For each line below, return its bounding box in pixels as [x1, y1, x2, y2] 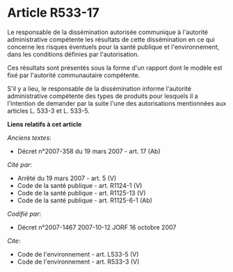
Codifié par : [7, 209, 42, 218]
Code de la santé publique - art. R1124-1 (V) [17, 181, 143, 189]
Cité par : [7, 160, 33, 168]
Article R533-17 [7, 5, 99, 21]
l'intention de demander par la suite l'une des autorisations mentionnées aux [7, 99, 227, 107]
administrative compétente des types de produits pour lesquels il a [7, 92, 198, 100]
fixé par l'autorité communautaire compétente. [7, 71, 140, 79]
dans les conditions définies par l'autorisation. [7, 50, 140, 58]
